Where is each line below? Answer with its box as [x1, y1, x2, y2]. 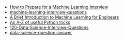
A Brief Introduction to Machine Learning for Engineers [9, 14, 119, 20]
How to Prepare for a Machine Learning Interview [9, 4, 108, 10]
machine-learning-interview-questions [9, 9, 87, 15]
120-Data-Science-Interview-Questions [9, 25, 89, 30]
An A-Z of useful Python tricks [9, 19, 71, 25]
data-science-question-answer [9, 30, 72, 35]
